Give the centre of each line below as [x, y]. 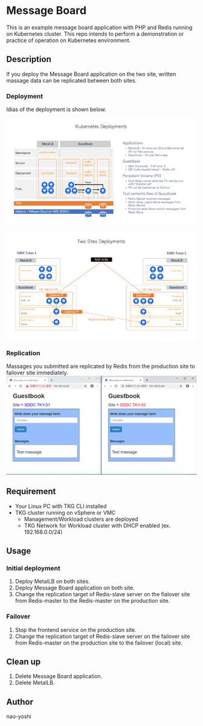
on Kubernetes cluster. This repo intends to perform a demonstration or [95, 33]
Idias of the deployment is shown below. [56, 109]
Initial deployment [33, 568]
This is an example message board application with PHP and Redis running [99, 27]
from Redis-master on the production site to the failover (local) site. [99, 643]
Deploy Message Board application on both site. [75, 588]
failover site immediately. [37, 373]
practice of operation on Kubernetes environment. [69, 40]
